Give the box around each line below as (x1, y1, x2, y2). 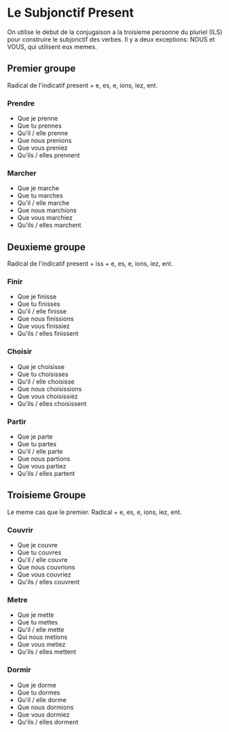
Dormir (7, 665, 31, 674)
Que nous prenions (17, 137, 72, 145)
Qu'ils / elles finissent (17, 330, 79, 338)
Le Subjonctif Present (7, 5, 134, 21)
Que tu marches (17, 191, 64, 200)
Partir (7, 416, 26, 426)
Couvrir (7, 525, 33, 535)
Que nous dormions (17, 703, 74, 711)
